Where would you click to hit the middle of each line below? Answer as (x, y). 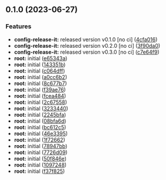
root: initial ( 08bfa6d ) (40, 121)
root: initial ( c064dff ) (39, 71)
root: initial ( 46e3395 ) (41, 133)
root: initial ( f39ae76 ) (40, 89)
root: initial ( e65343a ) (41, 58)
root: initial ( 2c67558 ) (40, 102)
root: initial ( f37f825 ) (39, 171)
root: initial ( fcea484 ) (40, 96)
